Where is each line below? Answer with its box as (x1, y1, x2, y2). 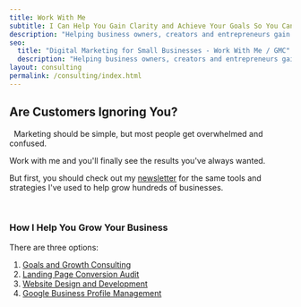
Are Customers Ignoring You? (9, 105, 178, 120)
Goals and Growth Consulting (21, 259, 132, 269)
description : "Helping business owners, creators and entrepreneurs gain (9, 30, 291, 38)
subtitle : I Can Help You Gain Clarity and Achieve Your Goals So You (9, 21, 279, 30)
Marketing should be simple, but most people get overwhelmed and (13, 128, 263, 139)
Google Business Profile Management (21, 287, 162, 298)
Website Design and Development (21, 278, 148, 289)
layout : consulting (9, 64, 82, 72)
